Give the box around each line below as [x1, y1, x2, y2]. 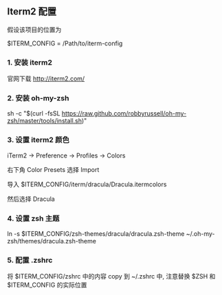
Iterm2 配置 [7, 6, 57, 18]
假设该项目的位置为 [7, 25, 62, 34]
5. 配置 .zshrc [7, 255, 53, 265]
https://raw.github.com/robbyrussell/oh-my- [61, 109, 187, 118]
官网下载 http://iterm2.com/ [7, 74, 85, 83]
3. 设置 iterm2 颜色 [7, 135, 70, 145]
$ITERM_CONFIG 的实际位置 [7, 281, 87, 289]
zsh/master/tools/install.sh [7, 117, 82, 125]
